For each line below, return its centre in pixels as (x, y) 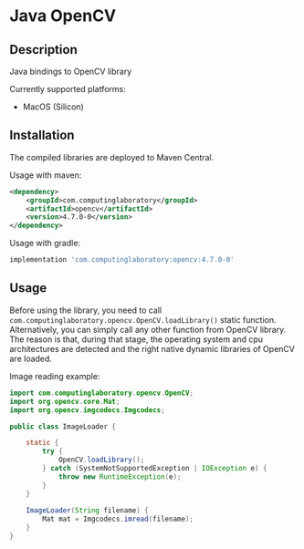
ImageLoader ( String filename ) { (87, 511)
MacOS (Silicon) (53, 107)
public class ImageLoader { (63, 426)
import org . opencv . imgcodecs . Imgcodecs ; (88, 410)
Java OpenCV (63, 16)
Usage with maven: (46, 175)
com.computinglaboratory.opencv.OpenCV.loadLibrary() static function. (143, 319)
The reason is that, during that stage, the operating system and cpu (136, 339)
